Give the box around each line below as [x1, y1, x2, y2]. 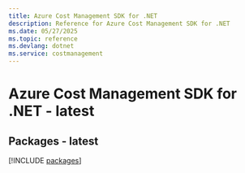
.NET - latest [8, 102, 95, 120]
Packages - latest [8, 134, 99, 148]
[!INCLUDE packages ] [8, 156, 82, 165]
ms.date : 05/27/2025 [8, 27, 79, 35]
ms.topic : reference [8, 34, 79, 43]
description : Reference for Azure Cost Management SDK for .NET [8, 19, 230, 28]
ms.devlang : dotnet [8, 42, 75, 50]
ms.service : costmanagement [8, 50, 104, 58]
